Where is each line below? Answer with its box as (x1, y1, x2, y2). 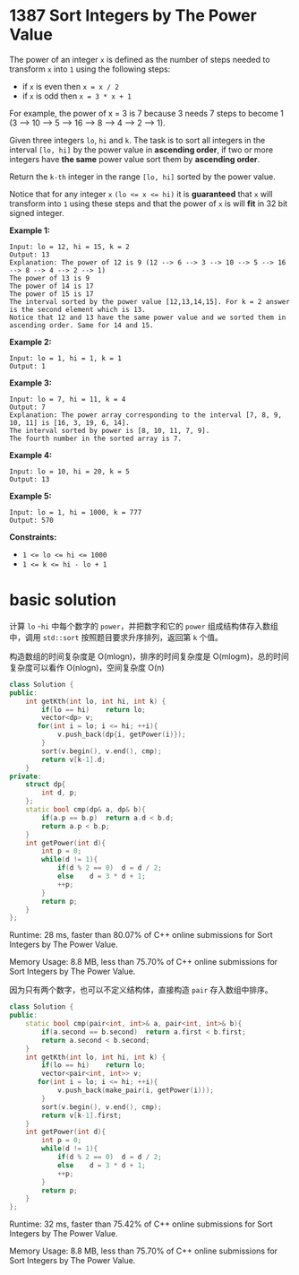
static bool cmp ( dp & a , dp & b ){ (25, 805, 146, 814)
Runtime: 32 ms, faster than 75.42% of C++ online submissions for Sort (9, 1219, 273, 1229)
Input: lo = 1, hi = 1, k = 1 (9, 353, 123, 363)
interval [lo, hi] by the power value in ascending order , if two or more (9, 144, 274, 155)
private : (9, 772, 42, 781)
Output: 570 (9, 516, 54, 525)
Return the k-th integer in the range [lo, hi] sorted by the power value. (9, 171, 276, 182)
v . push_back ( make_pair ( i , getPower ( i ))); (56, 1086, 215, 1095)
